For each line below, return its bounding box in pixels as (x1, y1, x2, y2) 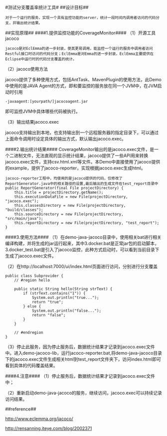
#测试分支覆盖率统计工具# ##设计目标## (5, 4, 89, 10)
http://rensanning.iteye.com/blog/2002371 (5, 426, 92, 431)
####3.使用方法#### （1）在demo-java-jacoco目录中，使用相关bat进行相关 (5, 234, 162, 240)
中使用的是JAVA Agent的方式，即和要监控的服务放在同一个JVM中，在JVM (5, 83, 158, 89)
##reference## (5, 406, 36, 412)
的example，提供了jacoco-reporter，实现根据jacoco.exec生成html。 (5, 165, 146, 171)
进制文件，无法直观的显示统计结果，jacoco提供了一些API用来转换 (13, 152, 149, 158)
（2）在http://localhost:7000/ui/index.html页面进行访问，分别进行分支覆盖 (5, 264, 158, 269)
